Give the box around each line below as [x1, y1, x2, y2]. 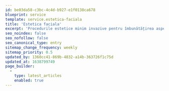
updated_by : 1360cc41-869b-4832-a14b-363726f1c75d [5, 54, 114, 60]
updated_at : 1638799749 [5, 59, 55, 64]
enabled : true [14, 78, 44, 83]
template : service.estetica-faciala [5, 17, 82, 22]
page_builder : [5, 64, 35, 69]
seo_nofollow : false [5, 36, 49, 41]
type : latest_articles [14, 73, 62, 78]
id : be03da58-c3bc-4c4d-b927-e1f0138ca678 [5, 7, 96, 13]
